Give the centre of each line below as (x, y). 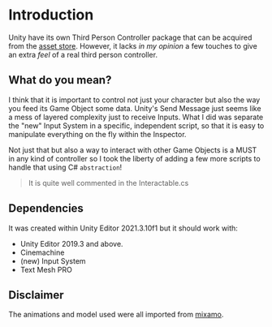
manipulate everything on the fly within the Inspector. (97, 134)
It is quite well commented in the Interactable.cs (108, 183)
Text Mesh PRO (46, 269)
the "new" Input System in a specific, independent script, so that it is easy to (136, 125)
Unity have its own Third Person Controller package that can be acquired (130, 37)
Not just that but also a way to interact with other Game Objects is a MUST (133, 150)
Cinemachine (42, 252)
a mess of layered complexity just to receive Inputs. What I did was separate (136, 117)
